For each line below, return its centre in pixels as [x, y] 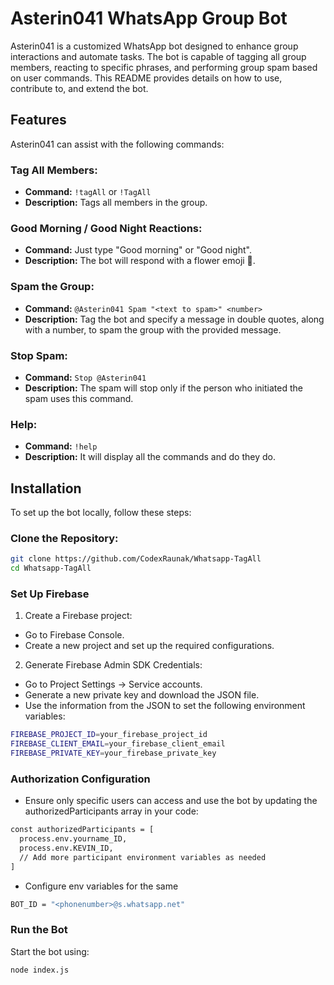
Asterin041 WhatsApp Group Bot [149, 18]
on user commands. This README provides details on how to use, [146, 78]
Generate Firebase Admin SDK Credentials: [113, 665]
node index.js [40, 970]
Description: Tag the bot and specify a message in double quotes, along [174, 319]
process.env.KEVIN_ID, [66, 848]
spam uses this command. [79, 398]
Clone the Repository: [64, 538]
